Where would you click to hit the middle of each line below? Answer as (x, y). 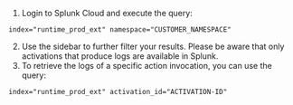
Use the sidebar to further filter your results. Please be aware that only (153, 46)
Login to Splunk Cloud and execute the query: (107, 13)
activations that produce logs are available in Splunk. (120, 56)
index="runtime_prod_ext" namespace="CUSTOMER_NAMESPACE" (120, 30)
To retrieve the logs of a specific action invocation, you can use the (146, 66)
